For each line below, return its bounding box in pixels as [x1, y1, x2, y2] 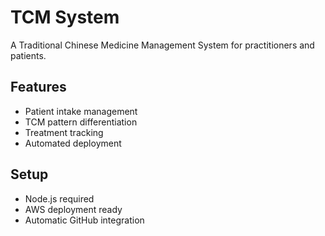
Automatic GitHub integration [24, 214, 145, 226]
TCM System [10, 6, 120, 29]
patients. [10, 49, 47, 61]
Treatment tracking [24, 126, 104, 138]
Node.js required [24, 192, 95, 205]
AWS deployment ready [24, 203, 123, 215]
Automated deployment [24, 137, 122, 149]
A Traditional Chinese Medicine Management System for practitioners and [10, 39, 315, 51]
